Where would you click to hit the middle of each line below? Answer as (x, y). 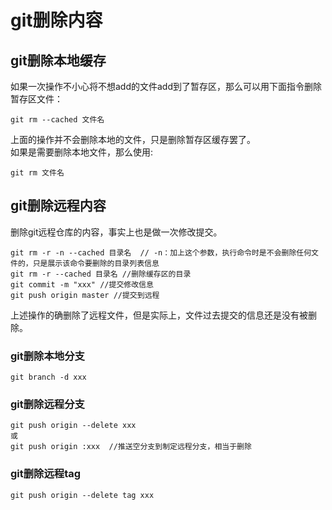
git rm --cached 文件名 (57, 120)
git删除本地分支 (47, 356)
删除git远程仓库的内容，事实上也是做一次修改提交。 (116, 232)
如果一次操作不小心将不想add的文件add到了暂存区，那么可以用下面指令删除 (166, 86)
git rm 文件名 (37, 173)
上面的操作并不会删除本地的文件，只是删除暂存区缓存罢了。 (133, 139)
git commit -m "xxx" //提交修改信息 (82, 284)
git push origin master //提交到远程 (85, 295)
